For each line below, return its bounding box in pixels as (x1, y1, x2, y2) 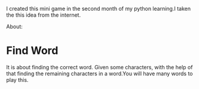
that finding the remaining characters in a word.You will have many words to (6, 70, 193, 77)
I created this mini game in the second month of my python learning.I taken (6, 5, 191, 12)
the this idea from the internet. (6, 11, 81, 19)
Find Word (6, 44, 59, 57)
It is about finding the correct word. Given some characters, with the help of (6, 63, 193, 70)
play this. (6, 76, 29, 83)
